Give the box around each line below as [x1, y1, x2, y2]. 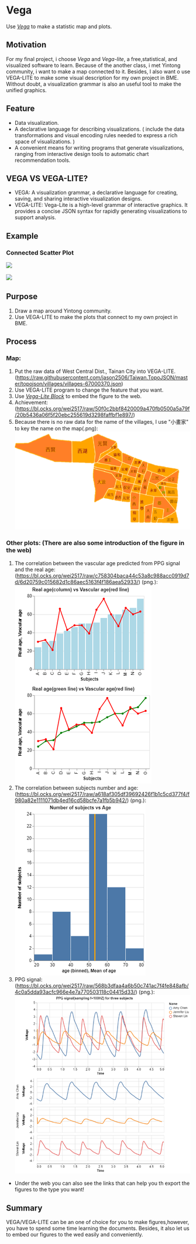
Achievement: [14, 399, 49, 406]
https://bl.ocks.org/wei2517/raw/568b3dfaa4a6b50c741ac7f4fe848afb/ [16, 982, 189, 989]
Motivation [6, 40, 47, 50]
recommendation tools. [14, 157, 71, 164]
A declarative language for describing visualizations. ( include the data [14, 125, 185, 132]
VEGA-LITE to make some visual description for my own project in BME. [6, 74, 179, 81]
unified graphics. [6, 86, 47, 94]
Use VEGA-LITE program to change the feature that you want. [14, 386, 164, 393]
